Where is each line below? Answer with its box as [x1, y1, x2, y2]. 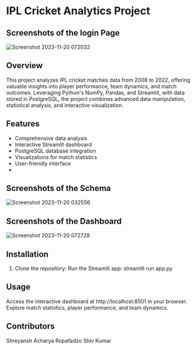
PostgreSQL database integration [14, 147, 96, 154]
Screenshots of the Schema [6, 183, 111, 193]
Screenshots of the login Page [6, 28, 120, 38]
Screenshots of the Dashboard [6, 216, 122, 226]
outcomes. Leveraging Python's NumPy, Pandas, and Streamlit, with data [6, 89, 185, 96]
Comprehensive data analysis [14, 135, 88, 142]
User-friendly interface [14, 160, 71, 167]
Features [6, 119, 40, 129]
